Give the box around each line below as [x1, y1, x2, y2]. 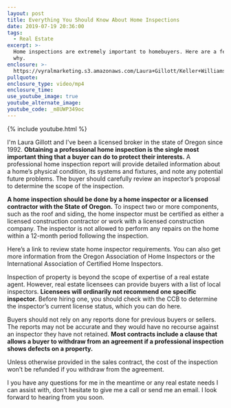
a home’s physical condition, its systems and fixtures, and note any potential [7, 167, 223, 175]
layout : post [7, 10, 45, 17]
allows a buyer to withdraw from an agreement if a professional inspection [7, 337, 224, 345]
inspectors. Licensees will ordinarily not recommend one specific [7, 287, 197, 295]
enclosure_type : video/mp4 [7, 80, 85, 87]
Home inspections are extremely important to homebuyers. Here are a [13, 49, 217, 56]
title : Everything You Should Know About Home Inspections [7, 16, 180, 23]
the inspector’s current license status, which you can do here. [7, 302, 182, 310]
